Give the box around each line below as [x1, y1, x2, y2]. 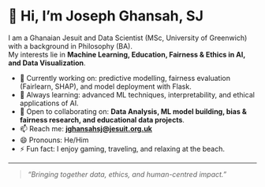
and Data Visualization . [8, 58, 86, 68]
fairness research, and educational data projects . [19, 115, 185, 124]
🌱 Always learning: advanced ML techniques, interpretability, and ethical [19, 90, 255, 99]
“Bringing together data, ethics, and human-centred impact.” [27, 169, 227, 179]
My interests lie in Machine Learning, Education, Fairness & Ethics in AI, [8, 49, 246, 59]
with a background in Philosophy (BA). [8, 41, 132, 50]
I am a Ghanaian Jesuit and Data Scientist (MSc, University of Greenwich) [8, 33, 248, 42]
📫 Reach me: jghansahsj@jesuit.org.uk [19, 123, 152, 133]
